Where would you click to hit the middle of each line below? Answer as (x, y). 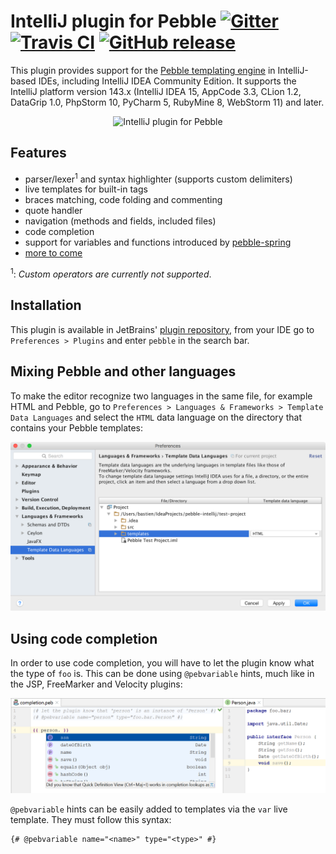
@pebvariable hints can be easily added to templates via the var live (149, 809)
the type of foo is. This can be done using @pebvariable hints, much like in (162, 674)
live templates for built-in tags (86, 189)
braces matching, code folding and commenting (123, 200)
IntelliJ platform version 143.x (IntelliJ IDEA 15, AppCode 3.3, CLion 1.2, (156, 91)
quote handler (53, 211)
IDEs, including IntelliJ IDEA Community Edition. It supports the (167, 81)
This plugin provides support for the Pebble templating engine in (143, 70)
